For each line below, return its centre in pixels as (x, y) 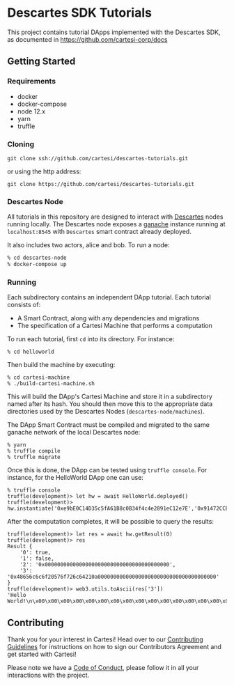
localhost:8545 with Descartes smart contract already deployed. (99, 232)
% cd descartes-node (37, 258)
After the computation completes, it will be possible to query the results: (111, 522)
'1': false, (37, 559)
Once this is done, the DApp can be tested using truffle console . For (107, 470)
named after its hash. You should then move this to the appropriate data (110, 404)
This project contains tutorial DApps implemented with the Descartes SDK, (114, 32)
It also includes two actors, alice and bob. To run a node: (88, 245)
